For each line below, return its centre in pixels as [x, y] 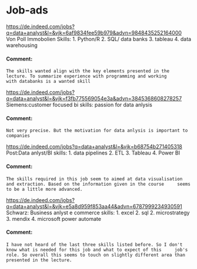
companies [18, 136]
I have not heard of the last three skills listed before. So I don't [94, 244]
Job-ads [27, 10]
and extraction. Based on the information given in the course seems [98, 184]
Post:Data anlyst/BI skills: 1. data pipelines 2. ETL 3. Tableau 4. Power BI [93, 153]
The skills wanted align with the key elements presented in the [88, 71]
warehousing [22, 45]
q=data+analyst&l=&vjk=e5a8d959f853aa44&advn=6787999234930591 [94, 206]
